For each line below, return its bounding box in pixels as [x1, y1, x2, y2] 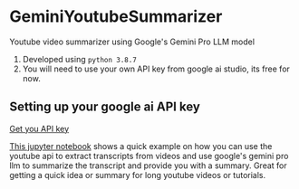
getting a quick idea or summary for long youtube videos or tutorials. [9, 169, 266, 180]
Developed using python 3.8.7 [22, 53, 138, 64]
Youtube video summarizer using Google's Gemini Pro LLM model [9, 36, 256, 47]
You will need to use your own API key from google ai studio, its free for [22, 63, 290, 74]
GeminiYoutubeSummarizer [9, 6, 223, 27]
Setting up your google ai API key [9, 99, 201, 115]
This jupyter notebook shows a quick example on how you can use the [9, 140, 273, 151]
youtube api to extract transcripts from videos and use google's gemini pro [9, 150, 289, 161]
